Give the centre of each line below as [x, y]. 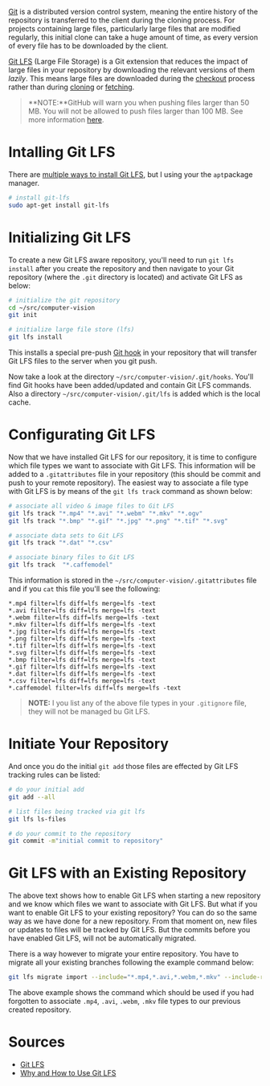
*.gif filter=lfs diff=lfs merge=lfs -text [82, 667]
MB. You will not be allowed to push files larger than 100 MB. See [135, 111]
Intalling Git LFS [62, 152]
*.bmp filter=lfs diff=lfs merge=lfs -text [82, 660]
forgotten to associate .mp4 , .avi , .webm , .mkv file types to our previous [125, 1002]
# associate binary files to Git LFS [72, 557]
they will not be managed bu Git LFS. [89, 712]
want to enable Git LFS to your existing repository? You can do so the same [133, 913]
